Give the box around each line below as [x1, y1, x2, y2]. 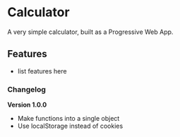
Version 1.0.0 [7, 100, 47, 109]
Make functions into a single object [17, 114, 120, 123]
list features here [17, 66, 67, 75]
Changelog [7, 84, 46, 94]
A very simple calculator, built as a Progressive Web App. [7, 28, 174, 36]
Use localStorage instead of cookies [17, 121, 124, 131]
